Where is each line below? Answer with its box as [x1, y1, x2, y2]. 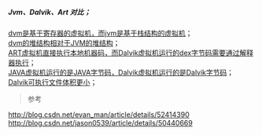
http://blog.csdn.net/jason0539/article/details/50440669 [8, 118, 193, 127]
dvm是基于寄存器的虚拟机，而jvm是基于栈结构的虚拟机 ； [8, 28, 193, 38]
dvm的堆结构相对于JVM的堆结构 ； [8, 38, 120, 47]
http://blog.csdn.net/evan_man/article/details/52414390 [8, 110, 190, 119]
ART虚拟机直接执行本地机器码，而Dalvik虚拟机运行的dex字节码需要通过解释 [8, 48, 254, 57]
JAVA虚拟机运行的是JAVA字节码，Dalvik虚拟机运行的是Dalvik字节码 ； [8, 67, 234, 77]
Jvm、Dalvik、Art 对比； [8, 7, 91, 16]
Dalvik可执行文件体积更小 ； [8, 77, 98, 86]
